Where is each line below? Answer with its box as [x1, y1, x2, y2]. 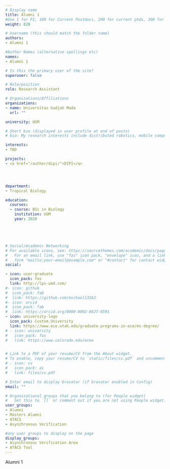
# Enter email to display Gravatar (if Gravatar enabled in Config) [5, 379, 153, 385]
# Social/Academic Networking [5, 243, 69, 248]
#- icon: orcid [5, 300, 37, 305]
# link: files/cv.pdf [5, 370, 56, 375]
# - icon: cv [5, 361, 33, 366]
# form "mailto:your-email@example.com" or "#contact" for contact [5, 257, 155, 262]
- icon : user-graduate [5, 272, 53, 277]
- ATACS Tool [5, 445, 33, 450]
